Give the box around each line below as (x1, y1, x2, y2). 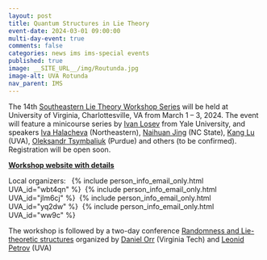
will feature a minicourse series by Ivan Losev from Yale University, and (8, 119, 246, 128)
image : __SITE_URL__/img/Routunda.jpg (8, 65, 139, 73)
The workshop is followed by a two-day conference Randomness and (8, 225, 240, 235)
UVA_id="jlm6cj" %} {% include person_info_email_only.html (8, 193, 211, 203)
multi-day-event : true (8, 34, 85, 43)
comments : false (8, 42, 63, 50)
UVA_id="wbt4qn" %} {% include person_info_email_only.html (8, 184, 217, 194)
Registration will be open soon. (8, 145, 111, 154)
